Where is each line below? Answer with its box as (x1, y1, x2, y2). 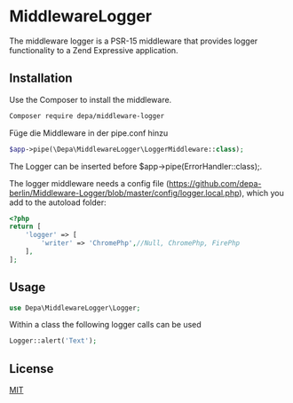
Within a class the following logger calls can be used (9, 320, 202, 330)
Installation (9, 71, 73, 86)
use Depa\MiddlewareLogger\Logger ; (9, 304, 141, 312)
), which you (239, 187, 284, 198)
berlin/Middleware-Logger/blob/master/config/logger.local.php (9, 187, 240, 198)
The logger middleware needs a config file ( (9, 178, 170, 188)
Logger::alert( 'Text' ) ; (9, 336, 98, 345)
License (9, 361, 54, 376)
